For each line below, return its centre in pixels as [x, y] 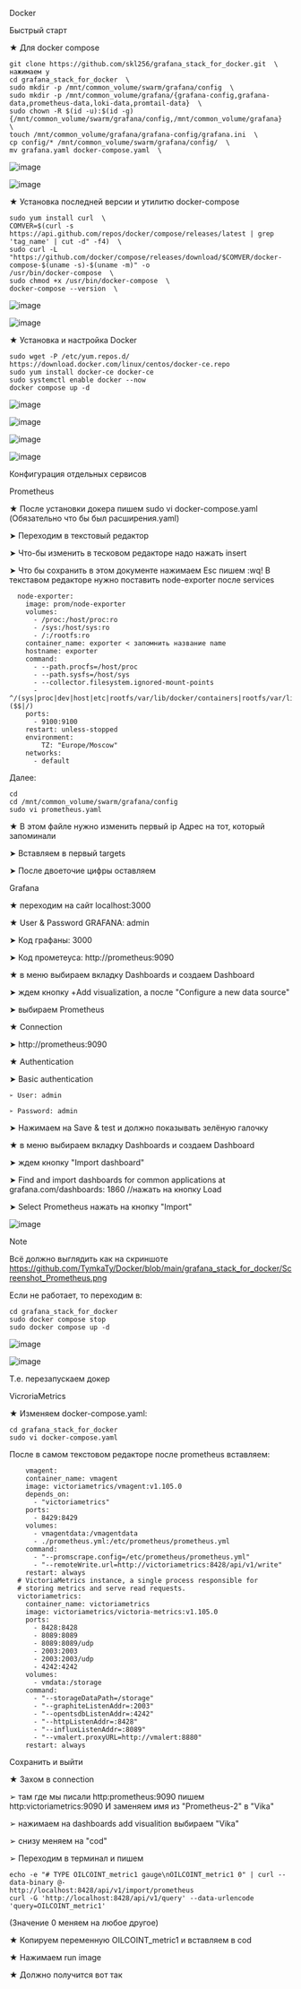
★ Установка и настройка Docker [73, 340]
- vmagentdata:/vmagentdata [86, 1534]
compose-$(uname [39, 265]
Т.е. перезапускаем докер [60, 1379]
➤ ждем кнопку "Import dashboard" [77, 1163]
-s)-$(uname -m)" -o [112, 265]
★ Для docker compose [55, 48]
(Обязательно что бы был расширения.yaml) [95, 518]
